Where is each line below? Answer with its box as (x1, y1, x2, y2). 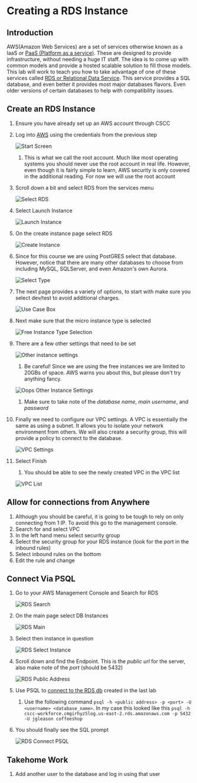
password (24, 404, 49, 411)
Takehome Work (6, 755, 68, 765)
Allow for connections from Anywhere (6, 497, 150, 507)
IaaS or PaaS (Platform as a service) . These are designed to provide (6, 49, 172, 57)
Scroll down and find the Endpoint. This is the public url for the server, (15, 658, 186, 665)
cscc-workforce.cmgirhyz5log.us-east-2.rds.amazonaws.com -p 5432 (24, 711, 191, 717)
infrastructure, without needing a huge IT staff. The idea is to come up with (6, 56, 189, 62)
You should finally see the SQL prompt (15, 726, 109, 734)
